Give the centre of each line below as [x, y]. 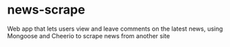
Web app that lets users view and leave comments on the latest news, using [115, 29]
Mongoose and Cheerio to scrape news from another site [89, 35]
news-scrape [46, 10]
